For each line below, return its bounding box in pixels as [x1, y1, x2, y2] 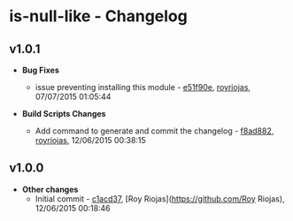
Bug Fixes [21, 65, 59, 75]
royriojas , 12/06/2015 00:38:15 [35, 135, 146, 145]
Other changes [21, 184, 79, 194]
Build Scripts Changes [21, 109, 106, 118]
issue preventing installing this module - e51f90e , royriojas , [35, 82, 251, 92]
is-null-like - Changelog [9, 6, 188, 27]
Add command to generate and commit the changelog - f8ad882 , [35, 126, 274, 136]
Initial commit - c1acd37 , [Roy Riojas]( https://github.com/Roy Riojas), [35, 193, 285, 204]
